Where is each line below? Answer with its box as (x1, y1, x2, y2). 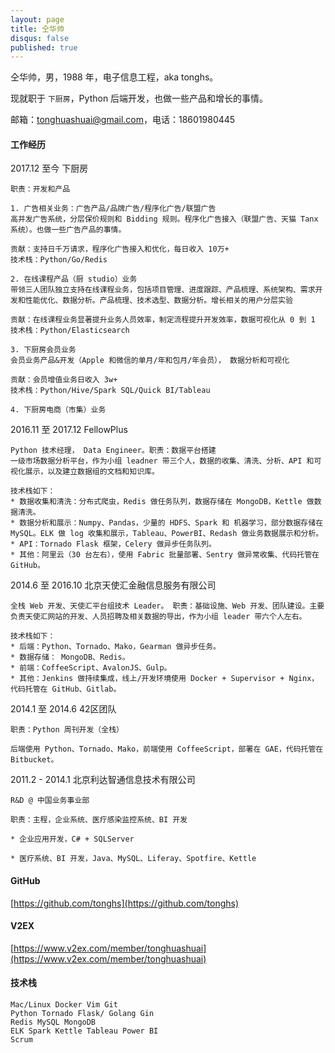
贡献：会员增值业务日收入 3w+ (10, 375, 118, 385)
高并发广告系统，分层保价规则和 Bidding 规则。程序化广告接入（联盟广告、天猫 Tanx (10, 214, 319, 225)
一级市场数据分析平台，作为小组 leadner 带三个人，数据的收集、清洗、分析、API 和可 (10, 456, 322, 466)
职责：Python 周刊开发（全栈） (10, 725, 124, 735)
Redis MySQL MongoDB (10, 1017, 97, 1028)
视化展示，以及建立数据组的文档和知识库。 (10, 467, 160, 477)
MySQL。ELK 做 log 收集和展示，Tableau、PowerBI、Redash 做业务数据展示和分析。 (10, 529, 324, 539)
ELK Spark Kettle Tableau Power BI (10, 1026, 159, 1036)
